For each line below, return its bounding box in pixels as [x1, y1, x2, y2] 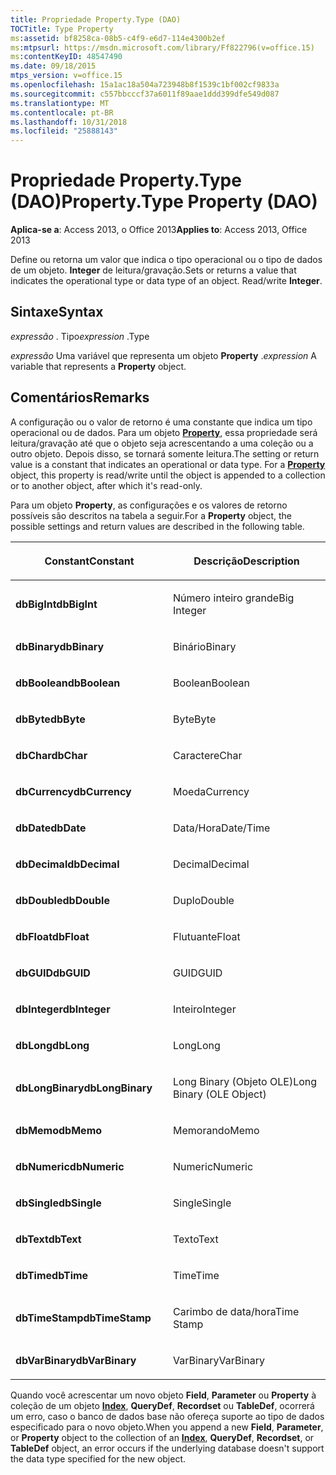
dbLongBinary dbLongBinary [15, 1081, 153, 1095]
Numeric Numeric [173, 1159, 254, 1173]
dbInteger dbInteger [15, 1002, 111, 1016]
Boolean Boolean [173, 676, 250, 690]
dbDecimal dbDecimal [15, 857, 120, 871]
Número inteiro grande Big [173, 591, 295, 605]
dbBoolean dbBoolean [15, 676, 121, 690]
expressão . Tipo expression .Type [10, 330, 150, 342]
